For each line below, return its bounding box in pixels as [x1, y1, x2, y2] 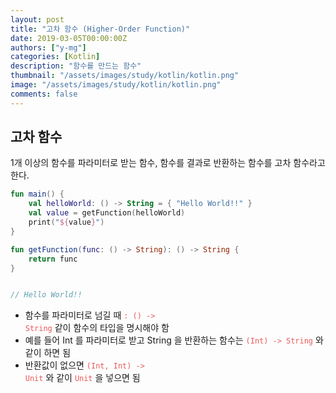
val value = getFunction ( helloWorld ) [28, 208, 186, 218]
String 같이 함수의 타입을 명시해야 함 [24, 322, 170, 334]
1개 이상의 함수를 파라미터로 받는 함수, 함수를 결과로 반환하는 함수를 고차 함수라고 [10, 157, 326, 169]
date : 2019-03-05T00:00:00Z [10, 33, 128, 43]
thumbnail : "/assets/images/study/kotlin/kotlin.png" [10, 71, 240, 81]
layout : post [10, 14, 65, 25]
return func [28, 254, 78, 264]
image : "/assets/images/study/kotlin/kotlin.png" [10, 80, 222, 90]
